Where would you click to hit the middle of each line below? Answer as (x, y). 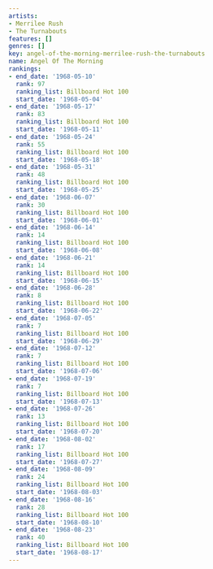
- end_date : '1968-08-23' (52, 530)
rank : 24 (30, 477)
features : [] (30, 39)
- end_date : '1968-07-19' (52, 379)
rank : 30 (30, 205)
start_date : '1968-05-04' (60, 99)
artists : (23, 16)
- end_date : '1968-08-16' (52, 500)
